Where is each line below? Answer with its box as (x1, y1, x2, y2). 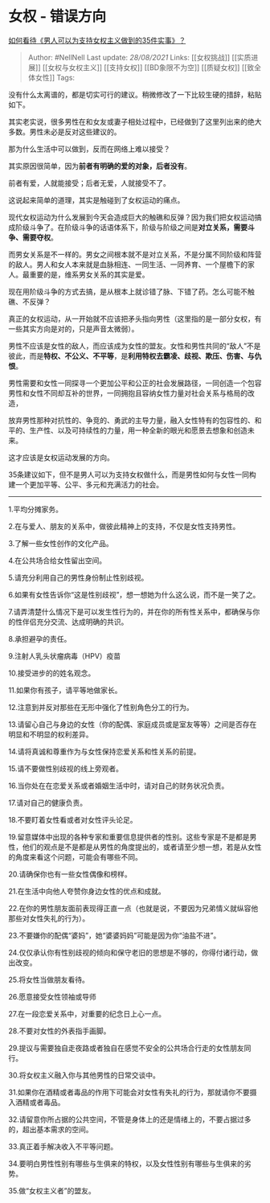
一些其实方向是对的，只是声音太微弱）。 (8, 323, 139, 334)
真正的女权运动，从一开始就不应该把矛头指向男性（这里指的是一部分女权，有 (8, 314, 262, 323)
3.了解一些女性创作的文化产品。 (8, 538, 114, 548)
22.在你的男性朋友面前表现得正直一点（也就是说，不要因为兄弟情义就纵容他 (8, 903, 259, 913)
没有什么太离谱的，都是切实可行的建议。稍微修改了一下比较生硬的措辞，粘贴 (8, 89, 262, 99)
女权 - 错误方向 (8, 7, 107, 26)
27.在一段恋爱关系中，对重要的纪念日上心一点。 (8, 1008, 166, 1018)
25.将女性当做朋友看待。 (8, 975, 90, 984)
